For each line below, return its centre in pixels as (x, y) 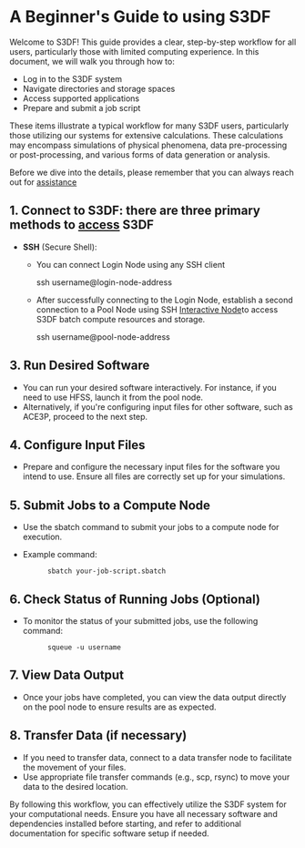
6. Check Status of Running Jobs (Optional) (135, 599)
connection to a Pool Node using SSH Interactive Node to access (157, 309)
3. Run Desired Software (80, 366)
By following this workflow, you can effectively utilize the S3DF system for (148, 804)
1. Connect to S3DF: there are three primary (135, 211)
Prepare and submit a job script (81, 107)
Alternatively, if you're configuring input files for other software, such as (158, 406)
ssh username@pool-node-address (103, 337)
